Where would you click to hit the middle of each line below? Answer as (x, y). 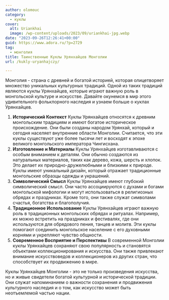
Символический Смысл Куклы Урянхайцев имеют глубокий (78, 181)
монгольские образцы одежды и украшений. (61, 176)
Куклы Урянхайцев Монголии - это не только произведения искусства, (82, 272)
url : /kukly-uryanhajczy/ (32, 62)
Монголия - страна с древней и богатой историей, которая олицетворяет (84, 80)
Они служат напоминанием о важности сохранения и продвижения (79, 282)
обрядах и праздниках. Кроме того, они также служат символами (84, 197)
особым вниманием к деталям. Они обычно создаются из (75, 155)
